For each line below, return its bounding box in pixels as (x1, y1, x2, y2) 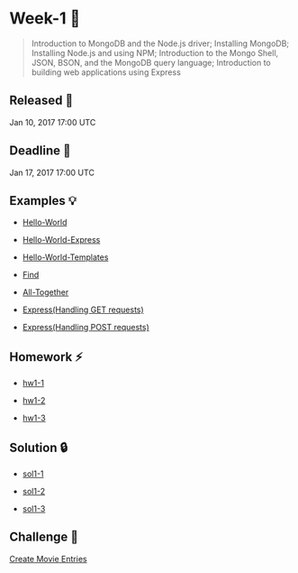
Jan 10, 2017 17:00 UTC (9, 116, 96, 127)
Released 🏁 (9, 93, 74, 108)
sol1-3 (22, 504, 46, 513)
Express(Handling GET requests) (22, 304, 144, 315)
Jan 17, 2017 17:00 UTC (9, 167, 95, 178)
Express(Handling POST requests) (22, 322, 150, 333)
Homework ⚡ (9, 349, 84, 365)
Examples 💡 (9, 193, 77, 208)
